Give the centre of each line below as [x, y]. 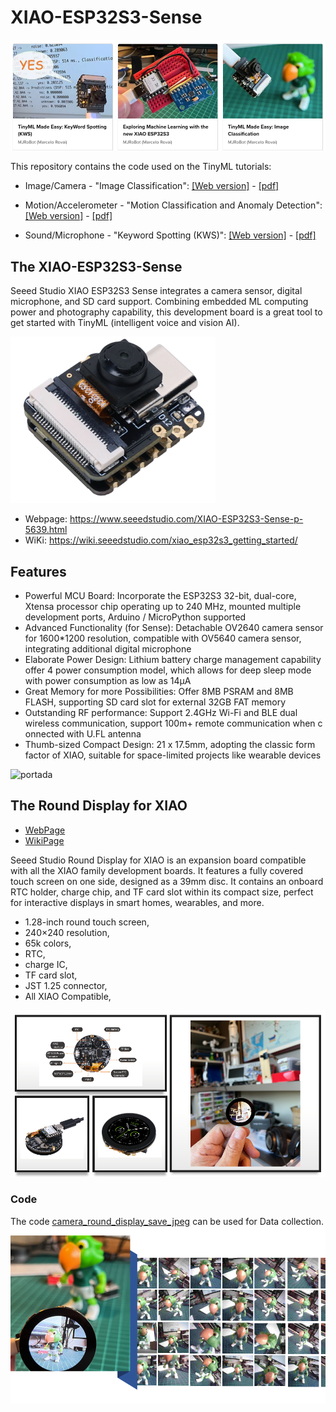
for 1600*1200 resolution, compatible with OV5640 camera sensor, [163, 638]
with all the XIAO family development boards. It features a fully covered [157, 870]
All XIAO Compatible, [68, 996]
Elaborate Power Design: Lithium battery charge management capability [173, 659]
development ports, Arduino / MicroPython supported [135, 617]
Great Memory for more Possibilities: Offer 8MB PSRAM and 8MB [159, 691]
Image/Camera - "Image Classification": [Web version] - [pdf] [152, 186]
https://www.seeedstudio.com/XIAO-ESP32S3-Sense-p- [186, 519]
